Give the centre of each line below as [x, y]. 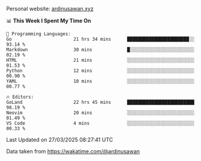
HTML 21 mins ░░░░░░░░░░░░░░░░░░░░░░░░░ [100, 60]
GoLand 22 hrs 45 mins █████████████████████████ [100, 102]
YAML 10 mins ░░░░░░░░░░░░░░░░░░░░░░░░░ [100, 81]
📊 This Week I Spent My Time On [49, 21]
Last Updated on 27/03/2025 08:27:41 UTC [60, 140]
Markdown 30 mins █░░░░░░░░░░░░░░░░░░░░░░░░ [100, 50]
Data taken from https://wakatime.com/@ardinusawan [73, 151]
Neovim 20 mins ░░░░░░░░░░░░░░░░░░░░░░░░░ [100, 113]
